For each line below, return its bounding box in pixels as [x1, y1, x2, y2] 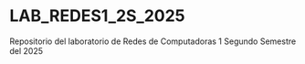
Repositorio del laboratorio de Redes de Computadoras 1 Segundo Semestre [9, 36, 297, 47]
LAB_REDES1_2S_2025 [9, 5, 185, 27]
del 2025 [9, 45, 44, 56]
